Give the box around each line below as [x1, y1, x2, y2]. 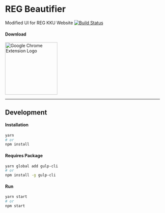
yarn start [5, 194, 27, 199]
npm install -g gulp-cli [5, 173, 56, 178]
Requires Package [5, 152, 43, 158]
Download [5, 31, 27, 37]
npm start [5, 204, 26, 209]
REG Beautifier [5, 3, 66, 15]
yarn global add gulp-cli [5, 164, 58, 169]
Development [5, 108, 48, 116]
